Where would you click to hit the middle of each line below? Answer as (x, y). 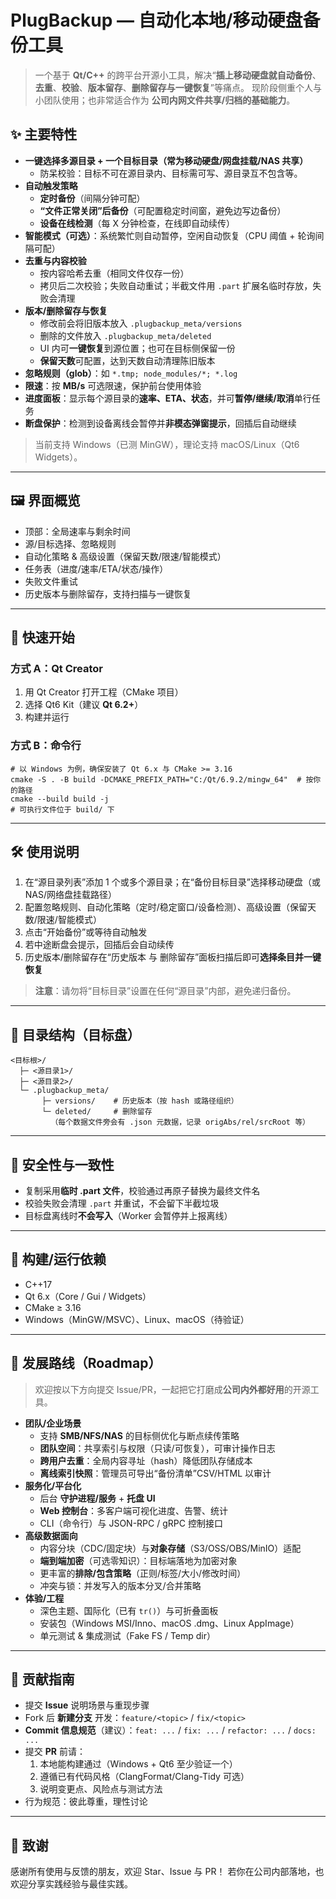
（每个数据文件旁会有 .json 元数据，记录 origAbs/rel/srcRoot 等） (180, 1122)
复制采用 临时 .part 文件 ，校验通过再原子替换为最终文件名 (142, 1190)
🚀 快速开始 (42, 637)
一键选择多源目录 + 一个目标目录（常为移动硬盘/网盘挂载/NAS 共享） (166, 160)
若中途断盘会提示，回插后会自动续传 (99, 945)
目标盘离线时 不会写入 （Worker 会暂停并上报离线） (128, 1215)
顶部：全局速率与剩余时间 (77, 531)
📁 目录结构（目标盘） (75, 1034)
